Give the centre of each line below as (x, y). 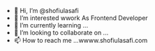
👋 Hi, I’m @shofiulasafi (46, 11)
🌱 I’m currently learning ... (51, 25)
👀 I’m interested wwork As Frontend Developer (81, 18)
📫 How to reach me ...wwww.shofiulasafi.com (81, 40)
